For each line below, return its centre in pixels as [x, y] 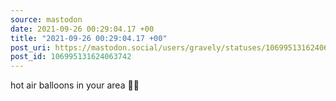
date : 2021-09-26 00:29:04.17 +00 [82, 29]
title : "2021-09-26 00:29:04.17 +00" [89, 38]
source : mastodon [46, 19]
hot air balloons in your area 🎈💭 [75, 85]
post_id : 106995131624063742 [71, 57]
